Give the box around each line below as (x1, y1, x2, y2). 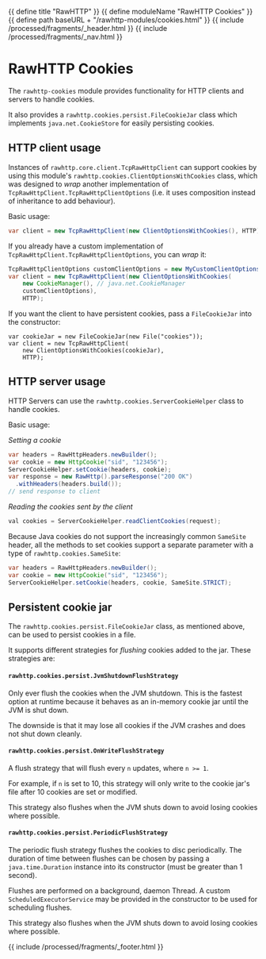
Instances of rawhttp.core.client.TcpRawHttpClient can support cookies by (8, 162, 257, 171)
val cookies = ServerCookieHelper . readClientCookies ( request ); (8, 518, 222, 526)
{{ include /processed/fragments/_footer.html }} (8, 942, 164, 951)
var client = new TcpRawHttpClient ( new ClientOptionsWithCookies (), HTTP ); (8, 226, 264, 235)
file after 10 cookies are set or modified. (8, 787, 138, 796)
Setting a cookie (8, 435, 62, 445)
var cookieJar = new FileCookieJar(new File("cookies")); (8, 333, 203, 341)
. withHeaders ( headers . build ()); (15, 480, 123, 488)
